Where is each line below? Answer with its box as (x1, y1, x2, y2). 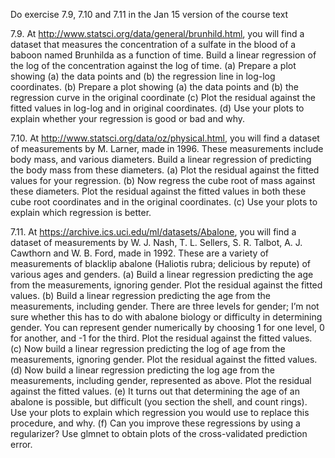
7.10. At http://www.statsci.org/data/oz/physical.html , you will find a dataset (10, 132, 320, 144)
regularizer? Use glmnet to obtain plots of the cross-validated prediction (10, 428, 308, 439)
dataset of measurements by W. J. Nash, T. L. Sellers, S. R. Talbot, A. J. (10, 237, 303, 248)
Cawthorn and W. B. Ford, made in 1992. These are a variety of (10, 247, 269, 259)
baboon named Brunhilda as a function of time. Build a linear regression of (10, 49, 317, 61)
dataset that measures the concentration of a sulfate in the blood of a (10, 39, 297, 50)
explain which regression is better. (10, 207, 152, 218)
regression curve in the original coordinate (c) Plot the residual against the (10, 92, 316, 103)
